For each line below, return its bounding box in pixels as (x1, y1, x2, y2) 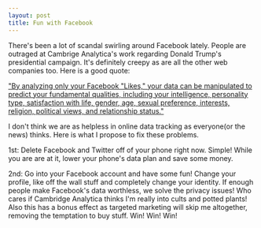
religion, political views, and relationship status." (8, 106, 164, 115)
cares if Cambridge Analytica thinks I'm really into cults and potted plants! (8, 194, 248, 204)
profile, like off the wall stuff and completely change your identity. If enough (8, 177, 254, 186)
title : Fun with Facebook (8, 19, 93, 27)
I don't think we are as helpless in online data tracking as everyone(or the (8, 121, 246, 131)
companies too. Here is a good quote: (8, 65, 130, 75)
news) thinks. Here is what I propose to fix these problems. (8, 129, 199, 139)
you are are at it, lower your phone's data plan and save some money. (8, 153, 233, 163)
